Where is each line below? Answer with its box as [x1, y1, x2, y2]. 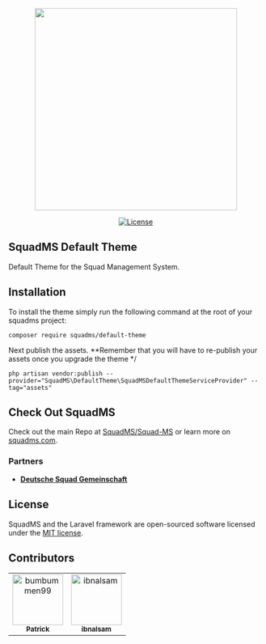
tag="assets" [8, 383, 53, 392]
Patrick [26, 625, 50, 634]
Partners [8, 455, 44, 467]
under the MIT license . [8, 527, 83, 537]
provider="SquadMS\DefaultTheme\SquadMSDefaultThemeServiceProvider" [8, 376, 248, 384]
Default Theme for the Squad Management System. [8, 261, 180, 271]
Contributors [8, 551, 75, 565]
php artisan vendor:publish [8, 369, 103, 378]
